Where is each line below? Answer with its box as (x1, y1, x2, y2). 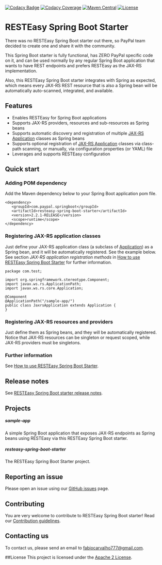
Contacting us (5, 532, 49, 540)
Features (5, 102, 32, 110)
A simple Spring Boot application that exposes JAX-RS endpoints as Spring (5, 430, 155, 436)
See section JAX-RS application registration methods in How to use (5, 254, 140, 260)
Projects (5, 404, 31, 413)
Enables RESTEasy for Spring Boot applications (12, 114, 107, 120)
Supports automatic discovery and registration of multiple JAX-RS (12, 130, 144, 136)
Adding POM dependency (5, 180, 67, 187)
